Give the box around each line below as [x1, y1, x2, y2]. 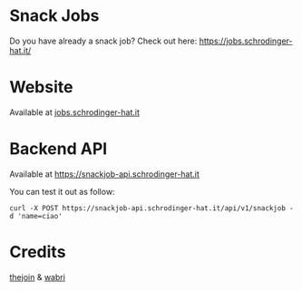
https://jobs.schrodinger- [199, 35, 293, 46]
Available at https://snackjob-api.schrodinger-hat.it [9, 169, 200, 179]
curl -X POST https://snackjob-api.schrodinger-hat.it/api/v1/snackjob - [9, 203, 295, 213]
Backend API [9, 139, 108, 160]
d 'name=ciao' [9, 211, 63, 220]
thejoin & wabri [9, 271, 66, 282]
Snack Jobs [9, 5, 100, 26]
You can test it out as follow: [9, 186, 115, 197]
